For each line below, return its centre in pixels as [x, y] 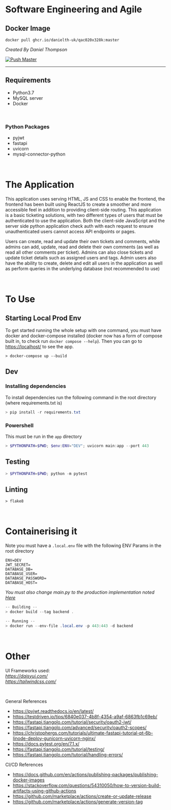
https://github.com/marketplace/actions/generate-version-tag [78, 801]
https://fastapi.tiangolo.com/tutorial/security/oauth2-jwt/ [72, 722]
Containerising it [41, 531]
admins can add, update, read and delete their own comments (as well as [82, 247]
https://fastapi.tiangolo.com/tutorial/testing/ [59, 749]
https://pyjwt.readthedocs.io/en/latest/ [53, 711]
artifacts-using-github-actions [44, 791]
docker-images [28, 780]
